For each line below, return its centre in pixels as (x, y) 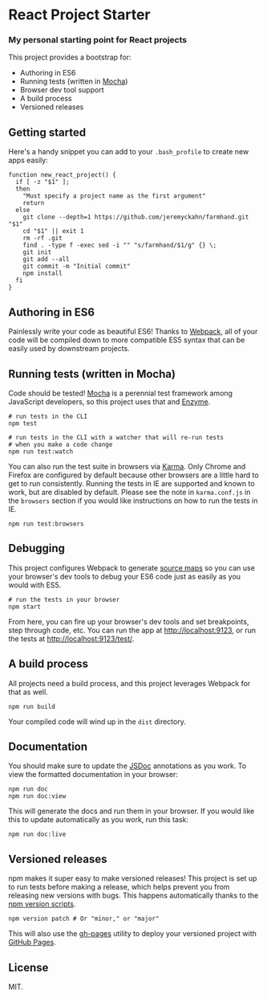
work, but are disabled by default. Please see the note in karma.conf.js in (129, 492)
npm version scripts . (42, 904)
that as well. (28, 692)
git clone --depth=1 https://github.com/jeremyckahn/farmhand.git (136, 217)
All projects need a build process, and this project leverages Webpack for (129, 683)
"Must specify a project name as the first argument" (114, 196)
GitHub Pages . (32, 943)
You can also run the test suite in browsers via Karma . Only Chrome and (127, 466)
